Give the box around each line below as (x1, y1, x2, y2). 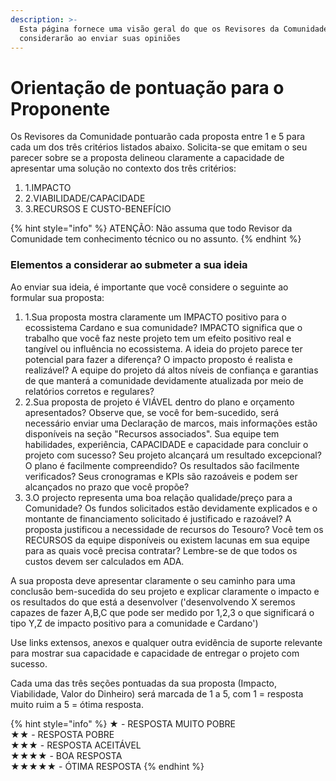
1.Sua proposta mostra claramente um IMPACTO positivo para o (24, 311, 287, 323)
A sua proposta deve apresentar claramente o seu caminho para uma (10, 574, 296, 586)
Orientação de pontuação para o (10, 76, 285, 99)
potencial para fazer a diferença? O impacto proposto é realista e (24, 353, 293, 365)
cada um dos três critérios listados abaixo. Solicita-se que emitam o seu (10, 141, 308, 153)
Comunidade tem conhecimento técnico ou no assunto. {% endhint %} (10, 233, 302, 245)
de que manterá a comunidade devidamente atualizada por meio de (24, 374, 304, 386)
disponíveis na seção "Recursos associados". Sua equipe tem (24, 427, 280, 440)
